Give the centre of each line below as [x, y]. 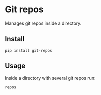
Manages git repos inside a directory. [43, 23]
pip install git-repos [28, 51]
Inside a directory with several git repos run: [50, 78]
